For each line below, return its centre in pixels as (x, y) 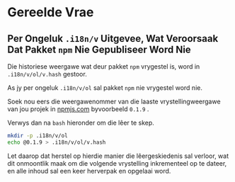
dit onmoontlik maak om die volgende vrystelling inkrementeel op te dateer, (117, 163)
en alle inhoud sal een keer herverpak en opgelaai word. (89, 171)
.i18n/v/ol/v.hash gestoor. (47, 74)
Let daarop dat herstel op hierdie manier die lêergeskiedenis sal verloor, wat (118, 156)
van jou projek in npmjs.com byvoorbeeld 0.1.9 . (78, 109)
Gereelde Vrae (51, 12)
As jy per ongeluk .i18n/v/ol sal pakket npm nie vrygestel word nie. (105, 88)
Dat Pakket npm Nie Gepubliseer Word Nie (99, 49)
